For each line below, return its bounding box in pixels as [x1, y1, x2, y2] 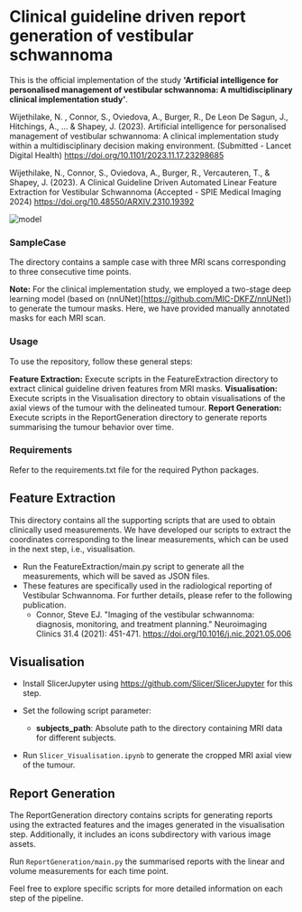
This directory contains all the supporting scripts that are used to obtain [9, 514, 276, 525]
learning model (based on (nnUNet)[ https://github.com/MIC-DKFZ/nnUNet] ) [9, 294, 292, 305]
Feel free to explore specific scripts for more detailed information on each [9, 883, 284, 894]
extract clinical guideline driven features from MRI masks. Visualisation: [9, 382, 278, 394]
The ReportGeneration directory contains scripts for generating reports [9, 810, 273, 821]
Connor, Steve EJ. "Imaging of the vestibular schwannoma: [35, 608, 255, 620]
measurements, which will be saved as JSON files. [22, 570, 210, 581]
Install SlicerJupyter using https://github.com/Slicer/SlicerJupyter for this [22, 678, 293, 689]
